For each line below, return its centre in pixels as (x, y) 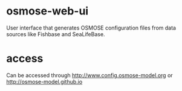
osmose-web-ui (47, 11)
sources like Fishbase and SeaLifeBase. (56, 34)
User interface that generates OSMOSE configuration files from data (91, 28)
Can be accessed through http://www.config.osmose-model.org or (90, 75)
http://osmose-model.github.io (44, 81)
